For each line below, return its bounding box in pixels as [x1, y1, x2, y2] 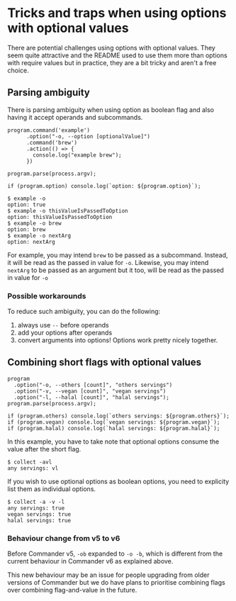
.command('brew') [26, 139, 78, 146]
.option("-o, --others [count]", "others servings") [13, 381, 173, 388]
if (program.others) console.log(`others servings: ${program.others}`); [7, 412, 230, 420]
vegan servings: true [7, 510, 72, 518]
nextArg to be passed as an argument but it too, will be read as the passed [7, 266, 225, 274]
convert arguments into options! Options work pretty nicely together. [17, 336, 218, 344]
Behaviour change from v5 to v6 [7, 533, 120, 543]
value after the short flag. [7, 444, 82, 453]
